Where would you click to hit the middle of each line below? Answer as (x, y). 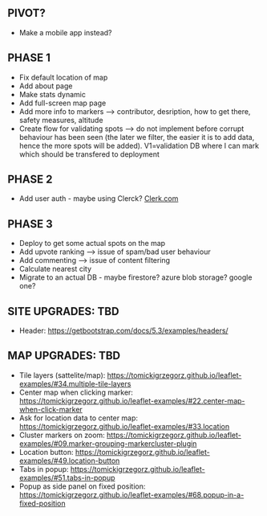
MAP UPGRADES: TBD (64, 356)
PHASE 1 (29, 58)
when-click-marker (51, 409)
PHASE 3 (30, 224)
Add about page (46, 86)
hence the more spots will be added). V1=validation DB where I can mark (139, 145)
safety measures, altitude (61, 120)
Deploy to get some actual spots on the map (92, 244)
